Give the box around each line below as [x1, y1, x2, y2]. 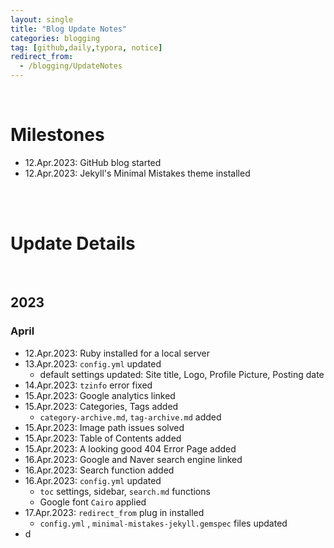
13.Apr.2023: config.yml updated [24, 357, 162, 370]
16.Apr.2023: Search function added [24, 464, 175, 476]
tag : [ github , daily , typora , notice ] [10, 42, 163, 53]
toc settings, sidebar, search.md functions [39, 485, 211, 497]
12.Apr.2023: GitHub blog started [24, 156, 162, 168]
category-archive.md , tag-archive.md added [39, 411, 222, 423]
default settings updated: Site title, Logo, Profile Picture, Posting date [39, 368, 325, 380]
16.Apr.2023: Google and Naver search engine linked [24, 453, 243, 465]
